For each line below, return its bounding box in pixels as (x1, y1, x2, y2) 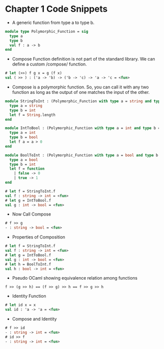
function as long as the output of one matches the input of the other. (12, 89, 150, 95)
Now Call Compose (12, 211, 51, 217)
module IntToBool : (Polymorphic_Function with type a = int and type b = (5, 126, 161, 131)
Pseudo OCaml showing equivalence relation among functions (12, 275, 138, 281)
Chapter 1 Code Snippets (5, 3, 108, 15)
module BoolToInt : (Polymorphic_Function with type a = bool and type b (5, 153, 159, 157)
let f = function (9, 166, 45, 172)
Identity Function (12, 293, 46, 299)
